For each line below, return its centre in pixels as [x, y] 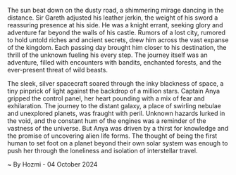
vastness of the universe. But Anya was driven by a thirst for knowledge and [118, 128]
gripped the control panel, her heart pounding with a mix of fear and [106, 98]
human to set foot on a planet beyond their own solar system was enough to [118, 143]
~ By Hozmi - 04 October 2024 [52, 164]
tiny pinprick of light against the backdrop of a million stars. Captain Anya [114, 91]
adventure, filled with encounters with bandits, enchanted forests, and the [114, 62]
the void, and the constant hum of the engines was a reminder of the [107, 121]
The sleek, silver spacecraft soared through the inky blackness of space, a [116, 83]
